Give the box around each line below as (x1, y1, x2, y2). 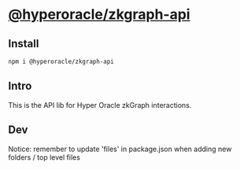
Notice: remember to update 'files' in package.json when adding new (8, 144, 232, 153)
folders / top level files (8, 152, 81, 162)
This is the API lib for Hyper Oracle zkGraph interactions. (8, 100, 192, 109)
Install (8, 37, 39, 50)
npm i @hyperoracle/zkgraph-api (8, 57, 114, 65)
